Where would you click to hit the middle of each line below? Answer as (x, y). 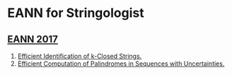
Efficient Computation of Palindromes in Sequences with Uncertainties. (121, 64)
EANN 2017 (33, 39)
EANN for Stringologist (76, 13)
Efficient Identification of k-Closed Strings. (80, 56)
